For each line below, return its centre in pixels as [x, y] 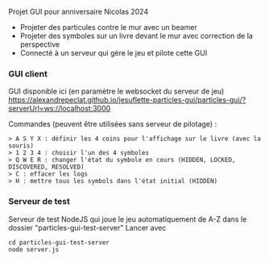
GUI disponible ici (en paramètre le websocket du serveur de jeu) [116, 91]
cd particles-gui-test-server [59, 242]
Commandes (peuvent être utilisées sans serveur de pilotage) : [113, 124]
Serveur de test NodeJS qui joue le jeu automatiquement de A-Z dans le [128, 219]
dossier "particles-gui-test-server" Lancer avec [87, 227]
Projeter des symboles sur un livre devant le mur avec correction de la [137, 36]
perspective [40, 44]
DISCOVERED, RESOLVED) [46, 167]
